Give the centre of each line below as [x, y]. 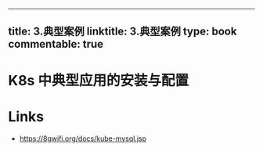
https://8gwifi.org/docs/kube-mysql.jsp [83, 138]
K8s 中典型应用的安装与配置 [99, 80]
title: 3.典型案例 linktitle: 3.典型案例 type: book [122, 32]
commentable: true [56, 44]
